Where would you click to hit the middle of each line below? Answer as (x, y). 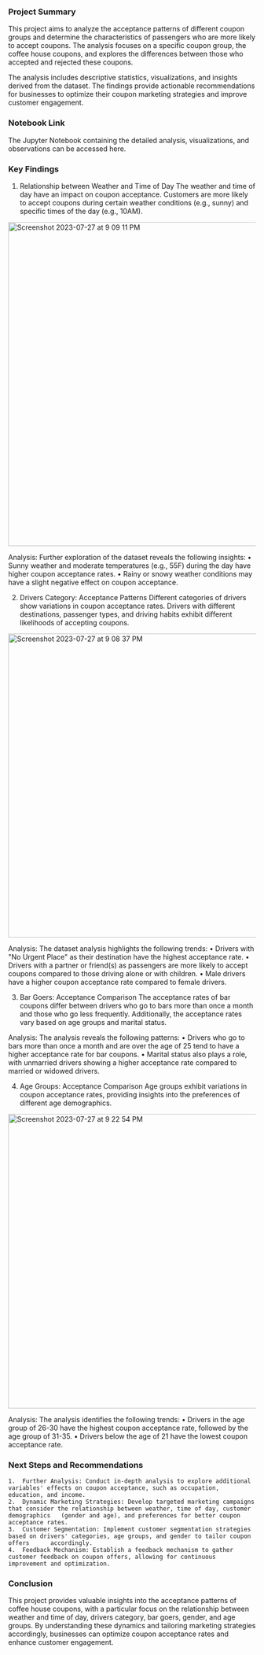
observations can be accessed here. (67, 149)
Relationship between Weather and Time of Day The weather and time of (137, 186)
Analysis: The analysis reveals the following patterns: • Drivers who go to (126, 1038)
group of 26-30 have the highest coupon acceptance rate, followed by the (128, 1428)
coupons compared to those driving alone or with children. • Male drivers (127, 973)
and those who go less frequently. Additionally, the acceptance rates (130, 1014)
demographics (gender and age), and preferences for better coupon (125, 1516)
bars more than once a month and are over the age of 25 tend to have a (124, 1045)
